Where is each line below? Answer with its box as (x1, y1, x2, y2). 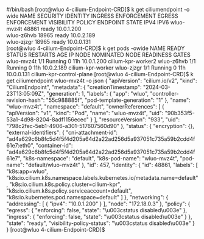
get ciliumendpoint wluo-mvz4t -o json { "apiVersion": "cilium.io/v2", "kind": (6, 77, 197, 84)
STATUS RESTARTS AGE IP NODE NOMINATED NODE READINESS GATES (6, 51, 191, 58)
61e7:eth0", (6, 142, 35, 149)
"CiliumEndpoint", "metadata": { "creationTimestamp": (6, 84, 142, 91)
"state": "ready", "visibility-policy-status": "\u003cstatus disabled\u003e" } (6, 219, 195, 227)
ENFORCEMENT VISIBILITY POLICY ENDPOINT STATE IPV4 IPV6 (6, 19, 169, 26)
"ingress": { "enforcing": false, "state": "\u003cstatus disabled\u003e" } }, (6, 213, 192, 220)
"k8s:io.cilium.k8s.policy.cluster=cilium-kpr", (9, 180, 122, 188)
